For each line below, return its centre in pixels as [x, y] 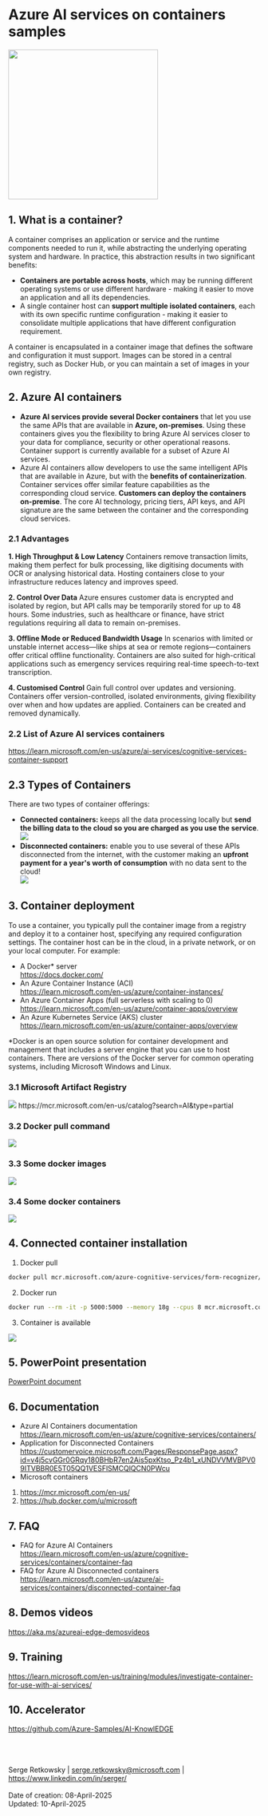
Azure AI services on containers [117, 15]
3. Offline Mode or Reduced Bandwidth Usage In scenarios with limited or [131, 638]
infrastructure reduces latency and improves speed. [93, 581]
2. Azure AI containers [65, 397]
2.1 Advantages [39, 539]
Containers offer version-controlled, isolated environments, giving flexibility [132, 696]
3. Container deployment [71, 906]
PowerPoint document [45, 1382]
